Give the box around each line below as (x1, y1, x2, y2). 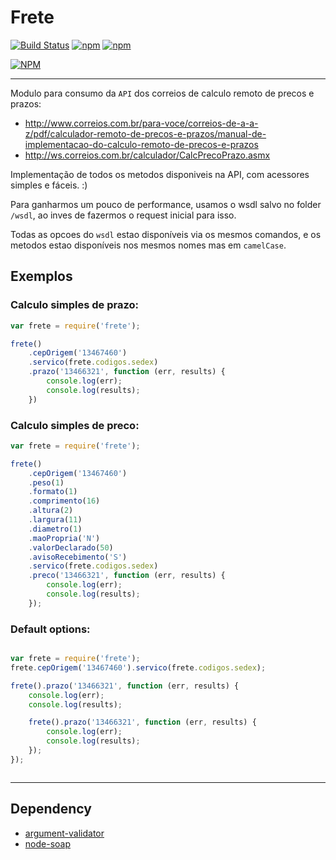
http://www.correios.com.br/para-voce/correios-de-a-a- (24, 117, 259, 129)
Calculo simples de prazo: (10, 298, 139, 312)
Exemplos (10, 268, 73, 285)
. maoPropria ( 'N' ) (28, 533, 101, 543)
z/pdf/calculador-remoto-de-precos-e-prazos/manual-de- (24, 127, 267, 140)
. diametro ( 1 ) (28, 524, 83, 534)
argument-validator (24, 827, 105, 839)
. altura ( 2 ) (28, 506, 74, 516)
